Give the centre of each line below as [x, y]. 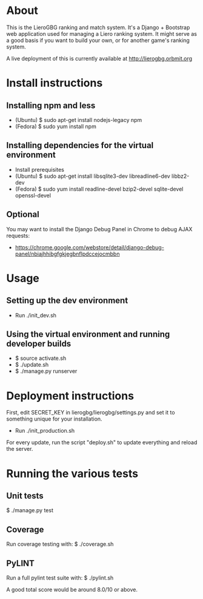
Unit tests [25, 496]
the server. [20, 449]
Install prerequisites [40, 169]
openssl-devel [33, 195]
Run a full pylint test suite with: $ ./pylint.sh [60, 578]
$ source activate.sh [41, 358]
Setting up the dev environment [67, 301]
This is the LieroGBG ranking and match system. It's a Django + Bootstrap [98, 27]
